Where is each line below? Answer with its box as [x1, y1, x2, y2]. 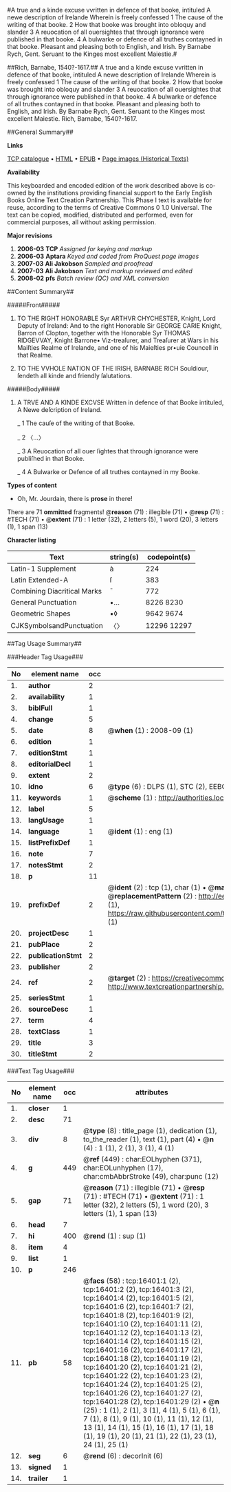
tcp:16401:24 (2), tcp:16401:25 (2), [82, 1380, 203, 1389]
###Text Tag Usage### [7, 1067, 75, 1075]
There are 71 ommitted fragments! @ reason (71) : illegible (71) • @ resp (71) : [7, 508, 224, 516]
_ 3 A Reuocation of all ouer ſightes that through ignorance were [16, 447, 199, 455]
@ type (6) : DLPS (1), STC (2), [107, 782, 208, 791]
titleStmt [28, 1049, 57, 1059]
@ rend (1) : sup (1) [82, 1231, 146, 1241]
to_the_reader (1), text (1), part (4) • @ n [82, 1135, 214, 1144]
